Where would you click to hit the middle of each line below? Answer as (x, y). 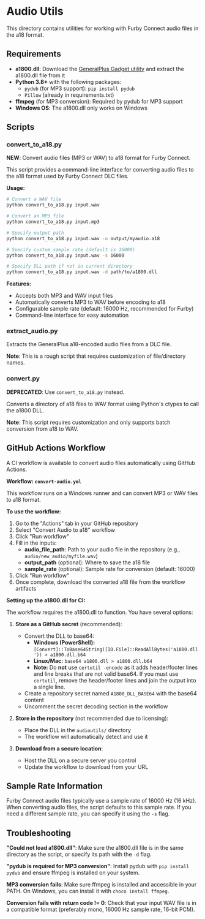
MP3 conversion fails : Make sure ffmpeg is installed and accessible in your (102, 885)
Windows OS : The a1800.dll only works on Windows (81, 108)
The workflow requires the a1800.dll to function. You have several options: (100, 612)
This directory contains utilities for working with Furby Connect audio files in (102, 28)
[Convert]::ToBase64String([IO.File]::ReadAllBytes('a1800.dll (116, 649)
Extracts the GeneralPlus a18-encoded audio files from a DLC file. (89, 344)
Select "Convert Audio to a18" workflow (65, 530)
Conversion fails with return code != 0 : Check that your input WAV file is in (102, 903)
